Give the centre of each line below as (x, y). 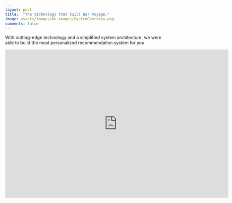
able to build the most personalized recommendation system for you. (75, 43)
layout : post (19, 10)
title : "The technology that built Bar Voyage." (58, 14)
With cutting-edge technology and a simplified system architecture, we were (83, 38)
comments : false (22, 23)
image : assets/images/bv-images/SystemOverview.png (59, 19)
